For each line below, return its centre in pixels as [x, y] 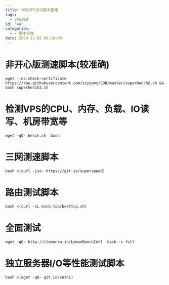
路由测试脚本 [32, 192]
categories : [18, 29]
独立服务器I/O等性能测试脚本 [65, 263]
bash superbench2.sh [27, 87]
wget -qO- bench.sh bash [32, 135]
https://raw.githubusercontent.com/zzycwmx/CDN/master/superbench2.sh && [85, 83]
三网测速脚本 [32, 157]
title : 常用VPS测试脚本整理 [32, 10]
